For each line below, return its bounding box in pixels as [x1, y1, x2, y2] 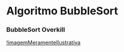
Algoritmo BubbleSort [6, 4, 119, 18]
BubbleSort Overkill [6, 26, 65, 34]
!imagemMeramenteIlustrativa [6, 39, 80, 46]
